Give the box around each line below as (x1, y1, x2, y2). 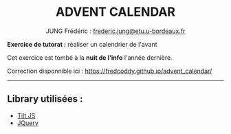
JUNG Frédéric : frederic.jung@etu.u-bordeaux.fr (45, 27, 186, 35)
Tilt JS (16, 111, 36, 120)
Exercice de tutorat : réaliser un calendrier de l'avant (7, 40, 157, 48)
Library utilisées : (7, 93, 84, 105)
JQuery (16, 118, 39, 127)
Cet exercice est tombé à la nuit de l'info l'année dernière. (7, 53, 173, 62)
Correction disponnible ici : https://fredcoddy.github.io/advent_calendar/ (7, 67, 212, 75)
